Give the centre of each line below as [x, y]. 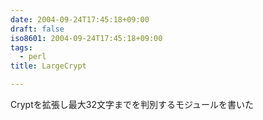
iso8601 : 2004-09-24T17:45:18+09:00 [86, 38]
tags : [21, 47]
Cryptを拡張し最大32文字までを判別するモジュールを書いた [132, 104]
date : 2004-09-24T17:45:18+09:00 [80, 19]
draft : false [37, 29]
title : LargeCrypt [48, 66]
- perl [33, 57]
